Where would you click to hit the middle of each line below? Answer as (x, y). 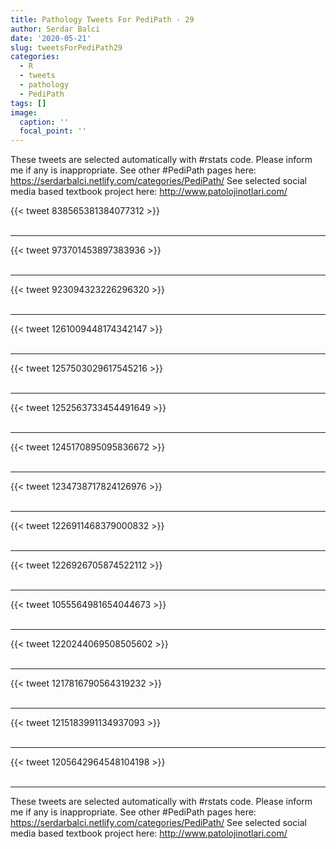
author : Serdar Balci (55, 29)
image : (24, 112)
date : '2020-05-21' (51, 38)
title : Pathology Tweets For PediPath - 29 (102, 19)
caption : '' (44, 122)
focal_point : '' (53, 131)
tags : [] (28, 103)
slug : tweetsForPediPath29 (66, 47)
